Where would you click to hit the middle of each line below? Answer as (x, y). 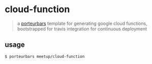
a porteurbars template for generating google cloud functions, (82, 23)
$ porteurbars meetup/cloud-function (45, 56)
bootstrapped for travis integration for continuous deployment (82, 28)
